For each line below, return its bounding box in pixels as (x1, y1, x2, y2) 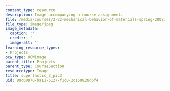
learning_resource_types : (5, 45, 60, 50)
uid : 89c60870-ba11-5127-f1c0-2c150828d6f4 (5, 78, 99, 83)
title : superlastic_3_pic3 (5, 73, 62, 78)
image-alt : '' (10, 40, 39, 45)
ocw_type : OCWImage (5, 54, 47, 60)
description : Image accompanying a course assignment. (5, 12, 123, 17)
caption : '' (10, 31, 35, 36)
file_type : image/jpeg (5, 21, 53, 27)
